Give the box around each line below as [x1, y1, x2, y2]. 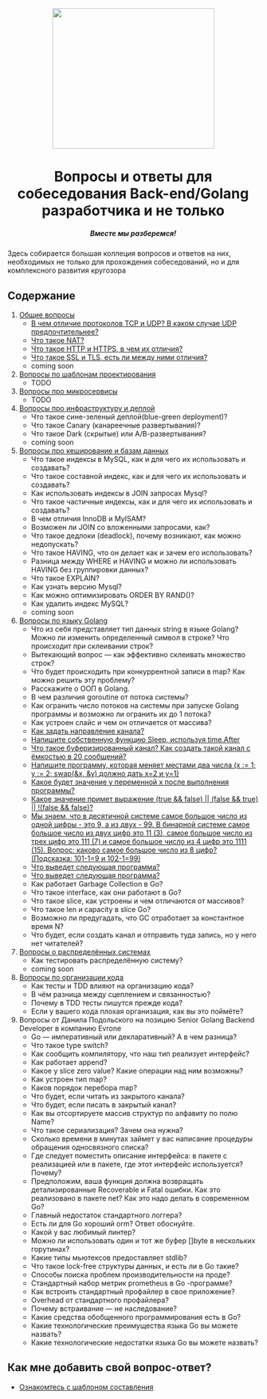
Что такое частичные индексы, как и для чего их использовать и [30, 496, 253, 506]
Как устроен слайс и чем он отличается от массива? [30, 717, 212, 727]
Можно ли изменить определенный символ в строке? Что [30, 632, 230, 642]
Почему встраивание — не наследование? [30, 1303, 177, 1313]
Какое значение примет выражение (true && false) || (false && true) [30, 794, 259, 803]
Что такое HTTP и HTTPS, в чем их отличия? [30, 344, 183, 353]
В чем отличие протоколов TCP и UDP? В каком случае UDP [30, 318, 237, 328]
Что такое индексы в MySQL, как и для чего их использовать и [30, 454, 246, 464]
